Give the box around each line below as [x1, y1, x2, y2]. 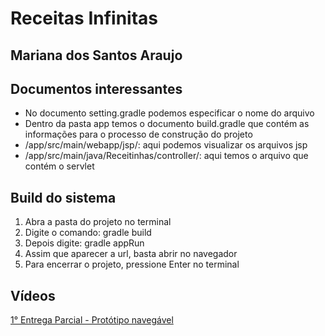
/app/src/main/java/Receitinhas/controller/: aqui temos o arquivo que [24, 150, 309, 162]
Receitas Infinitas [10, 7, 159, 30]
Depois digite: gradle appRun [24, 237, 145, 249]
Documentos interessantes [10, 80, 183, 97]
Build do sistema [10, 189, 117, 206]
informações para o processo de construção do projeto [24, 128, 253, 141]
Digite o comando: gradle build [24, 227, 152, 239]
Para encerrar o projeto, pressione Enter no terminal [24, 258, 240, 271]
